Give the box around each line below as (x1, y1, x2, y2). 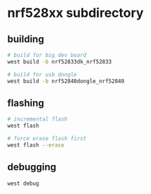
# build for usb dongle (7, 71, 78, 78)
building (7, 33, 44, 45)
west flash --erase (7, 141, 65, 149)
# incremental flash (7, 116, 68, 123)
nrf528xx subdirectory (7, 5, 144, 21)
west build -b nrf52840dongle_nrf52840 (7, 78, 125, 85)
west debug (7, 180, 40, 187)
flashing (7, 97, 44, 109)
